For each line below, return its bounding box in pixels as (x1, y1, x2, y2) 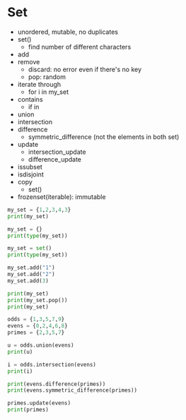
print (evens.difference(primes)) (7, 380, 106, 388)
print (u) (7, 348, 33, 355)
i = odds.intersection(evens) (7, 361, 97, 368)
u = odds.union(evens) (7, 342, 74, 349)
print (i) (7, 368, 33, 375)
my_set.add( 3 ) (7, 277, 50, 284)
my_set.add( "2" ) (7, 271, 55, 278)
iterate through (17, 80, 62, 88)
